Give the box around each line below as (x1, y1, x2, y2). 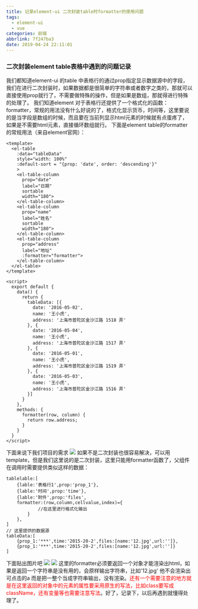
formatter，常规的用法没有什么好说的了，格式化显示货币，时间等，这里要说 (6, 107, 190, 114)
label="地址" (21, 248, 53, 254)
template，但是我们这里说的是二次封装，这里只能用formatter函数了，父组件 (6, 457, 190, 464)
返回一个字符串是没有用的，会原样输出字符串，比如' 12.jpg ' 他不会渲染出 (16, 567, 191, 575)
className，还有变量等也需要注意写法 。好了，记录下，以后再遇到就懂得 (6, 589, 183, 597)
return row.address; (27, 417, 78, 424)
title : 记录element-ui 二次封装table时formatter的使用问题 (6, 8, 144, 15)
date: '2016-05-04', (32, 328, 83, 334)
